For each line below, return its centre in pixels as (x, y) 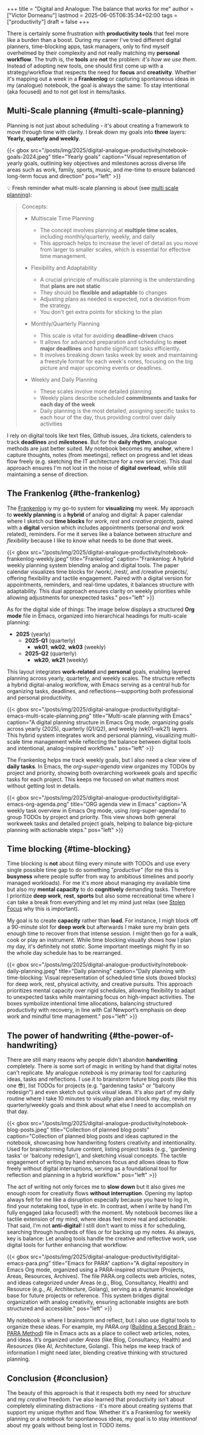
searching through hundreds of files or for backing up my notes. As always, (101, 1232)
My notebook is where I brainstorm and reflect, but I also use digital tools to (101, 1321)
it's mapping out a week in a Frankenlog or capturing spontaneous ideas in (101, 79)
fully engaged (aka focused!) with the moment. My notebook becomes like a (102, 1213)
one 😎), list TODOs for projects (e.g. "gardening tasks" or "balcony (91, 1086)
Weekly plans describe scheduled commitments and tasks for (118, 397)
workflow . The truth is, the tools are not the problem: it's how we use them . (102, 59)
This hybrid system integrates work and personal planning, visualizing (94, 735)
